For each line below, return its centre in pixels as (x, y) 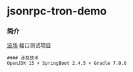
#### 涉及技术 (23, 58)
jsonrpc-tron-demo (57, 11)
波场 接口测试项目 (29, 45)
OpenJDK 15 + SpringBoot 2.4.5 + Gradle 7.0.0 (67, 64)
